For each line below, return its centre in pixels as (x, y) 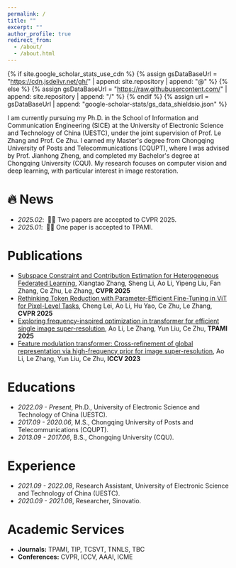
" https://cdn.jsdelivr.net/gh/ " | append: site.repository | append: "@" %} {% (118, 81)
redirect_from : (30, 41)
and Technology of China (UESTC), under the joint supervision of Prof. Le (114, 133)
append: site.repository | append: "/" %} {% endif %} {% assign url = (108, 96)
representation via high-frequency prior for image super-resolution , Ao (121, 351)
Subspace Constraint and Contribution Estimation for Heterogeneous (118, 275)
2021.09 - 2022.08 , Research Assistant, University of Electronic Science (123, 486)
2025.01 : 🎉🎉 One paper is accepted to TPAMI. (85, 227)
